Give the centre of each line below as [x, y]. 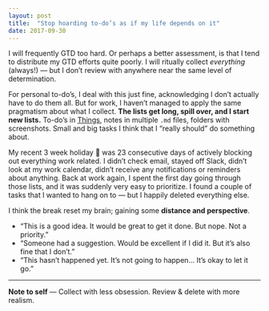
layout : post [30, 16]
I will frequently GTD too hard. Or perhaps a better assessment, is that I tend [134, 54]
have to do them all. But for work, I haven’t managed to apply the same [125, 103]
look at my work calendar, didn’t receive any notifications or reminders [124, 170]
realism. [21, 301]
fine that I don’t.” [47, 252]
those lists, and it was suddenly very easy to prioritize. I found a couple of [130, 187]
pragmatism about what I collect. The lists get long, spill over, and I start [129, 111]
